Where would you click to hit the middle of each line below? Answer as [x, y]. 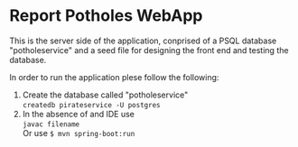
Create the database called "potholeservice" [105, 95]
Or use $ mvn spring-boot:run [79, 133]
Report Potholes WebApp [106, 16]
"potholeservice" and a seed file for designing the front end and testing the [149, 50]
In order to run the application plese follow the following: [114, 77]
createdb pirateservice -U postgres [91, 105]
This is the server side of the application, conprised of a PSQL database [143, 41]
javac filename [51, 124]
